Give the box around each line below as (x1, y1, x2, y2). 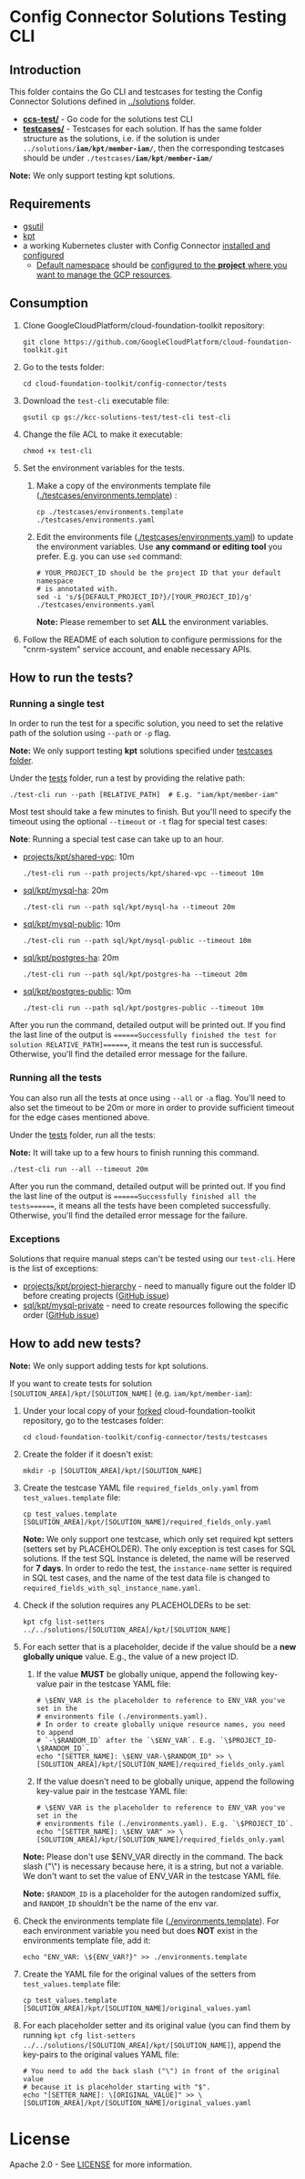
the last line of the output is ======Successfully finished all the (9, 1190, 257, 1201)
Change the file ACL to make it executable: (22, 429, 183, 440)
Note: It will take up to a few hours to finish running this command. (9, 1147, 259, 1157)
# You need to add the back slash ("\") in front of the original (22, 2066, 280, 2076)
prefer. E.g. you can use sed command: (36, 550, 182, 562)
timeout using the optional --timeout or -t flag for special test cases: (9, 816, 268, 827)
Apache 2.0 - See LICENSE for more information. (9, 2159, 193, 2170)
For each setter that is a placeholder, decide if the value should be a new (22, 1641, 297, 1652)
